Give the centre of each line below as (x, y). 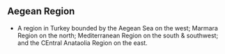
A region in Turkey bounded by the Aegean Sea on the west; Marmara (117, 28)
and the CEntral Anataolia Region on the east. (82, 43)
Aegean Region (41, 11)
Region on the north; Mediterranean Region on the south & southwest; (118, 35)
